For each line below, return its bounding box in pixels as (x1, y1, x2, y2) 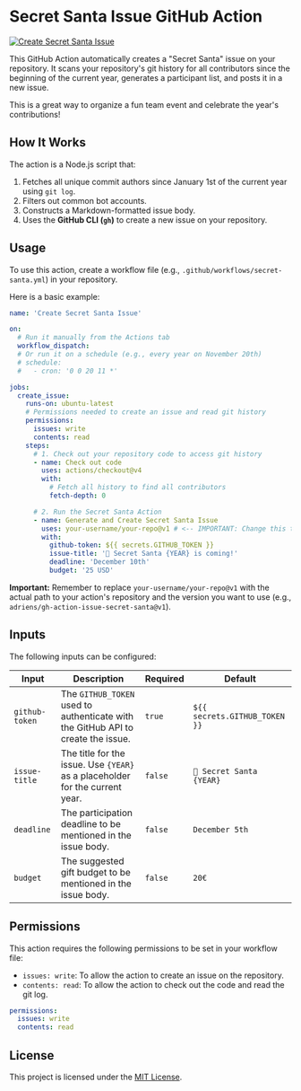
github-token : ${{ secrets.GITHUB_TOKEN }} (48, 541, 215, 550)
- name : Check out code (32, 458, 123, 467)
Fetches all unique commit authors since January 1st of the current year (21, 176, 288, 187)
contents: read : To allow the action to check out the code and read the (21, 979, 285, 990)
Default (223, 672, 257, 684)
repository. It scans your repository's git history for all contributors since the (9, 63, 291, 74)
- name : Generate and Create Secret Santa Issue (32, 515, 219, 524)
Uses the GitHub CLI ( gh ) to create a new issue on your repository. (21, 214, 268, 225)
